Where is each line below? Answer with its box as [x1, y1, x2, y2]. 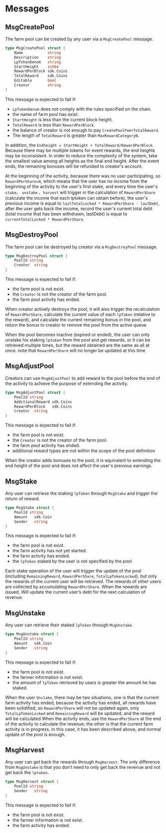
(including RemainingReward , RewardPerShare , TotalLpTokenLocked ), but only [5, 573, 158, 579]
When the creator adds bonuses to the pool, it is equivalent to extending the [5, 458, 161, 464]
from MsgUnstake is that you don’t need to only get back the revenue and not [5, 764, 161, 770]
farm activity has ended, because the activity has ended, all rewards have [5, 700, 157, 706]
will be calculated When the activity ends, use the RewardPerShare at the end [5, 715, 162, 721]
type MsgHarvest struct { [5, 779, 59, 784]
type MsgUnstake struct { [5, 632, 59, 637]
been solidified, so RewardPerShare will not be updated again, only [5, 705, 139, 711]
